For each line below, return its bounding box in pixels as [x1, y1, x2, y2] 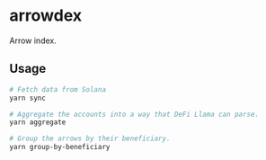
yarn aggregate [9, 118, 66, 127]
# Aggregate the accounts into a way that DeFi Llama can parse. [9, 110, 259, 119]
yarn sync [9, 93, 47, 102]
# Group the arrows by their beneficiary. [9, 134, 171, 144]
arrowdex [9, 5, 83, 26]
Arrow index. [9, 35, 57, 46]
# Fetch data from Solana [9, 84, 106, 94]
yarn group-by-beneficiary [9, 143, 111, 152]
